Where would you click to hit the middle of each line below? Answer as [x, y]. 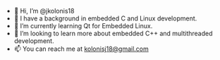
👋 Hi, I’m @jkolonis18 [44, 11]
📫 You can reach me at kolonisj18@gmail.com [81, 49]
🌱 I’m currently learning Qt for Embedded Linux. [83, 26]
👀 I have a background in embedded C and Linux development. [105, 18]
